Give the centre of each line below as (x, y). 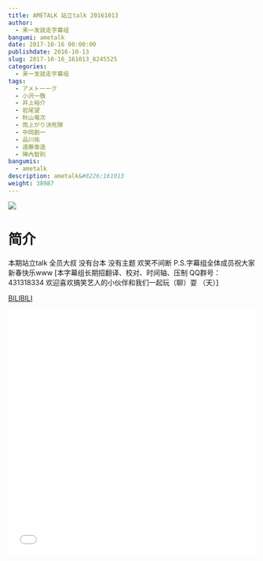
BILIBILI (20, 298)
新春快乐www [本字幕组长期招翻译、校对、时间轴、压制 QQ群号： (115, 273)
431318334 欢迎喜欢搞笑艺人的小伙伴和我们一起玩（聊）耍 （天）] (113, 282)
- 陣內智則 (31, 154)
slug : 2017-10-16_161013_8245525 (63, 60)
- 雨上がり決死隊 (39, 125)
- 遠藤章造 (31, 147)
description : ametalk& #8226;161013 (66, 176)
